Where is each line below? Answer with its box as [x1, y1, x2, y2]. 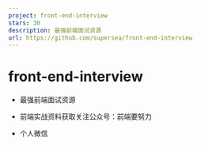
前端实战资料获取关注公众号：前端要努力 [19, 112, 152, 121]
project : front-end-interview [8, 11, 108, 20]
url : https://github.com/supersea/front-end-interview [8, 33, 193, 42]
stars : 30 [8, 19, 41, 27]
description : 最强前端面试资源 [8, 26, 102, 34]
